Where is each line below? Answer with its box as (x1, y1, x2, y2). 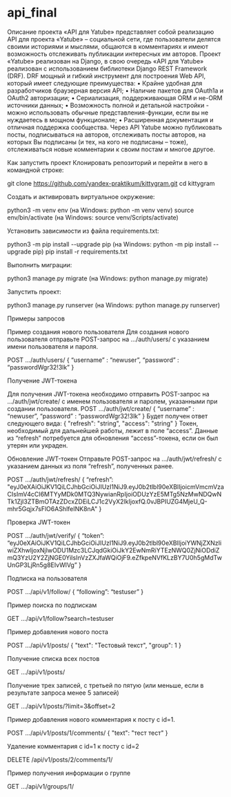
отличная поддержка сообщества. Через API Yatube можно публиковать (7, 123, 222, 131)
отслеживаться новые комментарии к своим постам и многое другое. (7, 145, 216, 153)
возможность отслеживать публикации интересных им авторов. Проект (7, 50, 221, 58)
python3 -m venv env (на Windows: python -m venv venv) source (7, 206, 194, 214)
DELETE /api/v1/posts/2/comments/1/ (7, 755, 113, 764)
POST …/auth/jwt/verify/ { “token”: (7, 531, 105, 539)
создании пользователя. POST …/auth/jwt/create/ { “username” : (7, 404, 195, 412)
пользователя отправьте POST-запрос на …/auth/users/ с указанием (7, 335, 210, 343)
